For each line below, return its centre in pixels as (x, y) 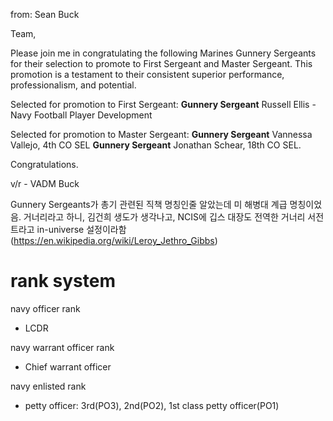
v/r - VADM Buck (45, 183)
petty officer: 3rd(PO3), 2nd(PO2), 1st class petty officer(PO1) (152, 405)
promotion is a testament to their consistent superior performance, (147, 74)
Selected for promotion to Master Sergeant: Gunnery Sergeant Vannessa (161, 134)
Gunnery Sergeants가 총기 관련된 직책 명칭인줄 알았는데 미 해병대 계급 (149, 204)
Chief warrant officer (68, 366)
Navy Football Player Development (81, 115)
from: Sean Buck (45, 14)
